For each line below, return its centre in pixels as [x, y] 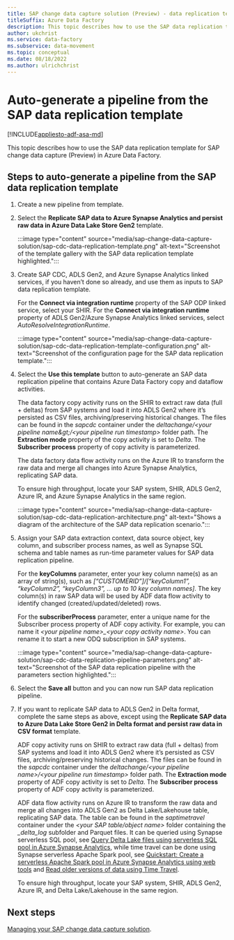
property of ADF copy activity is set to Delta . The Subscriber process [117, 782]
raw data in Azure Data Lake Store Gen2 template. [90, 225]
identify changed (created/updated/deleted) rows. [89, 603]
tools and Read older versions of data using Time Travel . [98, 870]
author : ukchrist [32, 33]
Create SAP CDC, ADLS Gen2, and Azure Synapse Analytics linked [113, 275]
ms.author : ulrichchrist [43, 66]
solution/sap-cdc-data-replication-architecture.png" [93, 517]
